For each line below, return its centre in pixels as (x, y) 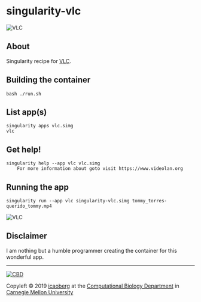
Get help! (24, 149)
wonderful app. (25, 257)
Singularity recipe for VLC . (39, 61)
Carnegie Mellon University (40, 292)
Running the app (37, 187)
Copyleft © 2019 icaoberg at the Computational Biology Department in (93, 286)
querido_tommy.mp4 (29, 206)
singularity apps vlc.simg (40, 126)
